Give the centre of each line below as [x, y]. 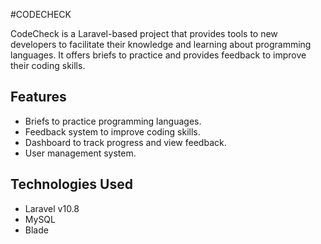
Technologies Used [71, 184]
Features [38, 97]
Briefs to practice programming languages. [113, 121]
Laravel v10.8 [52, 208]
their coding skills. [48, 65]
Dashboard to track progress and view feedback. [125, 142]
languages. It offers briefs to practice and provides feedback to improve [158, 55]
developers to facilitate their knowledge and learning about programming [161, 44]
